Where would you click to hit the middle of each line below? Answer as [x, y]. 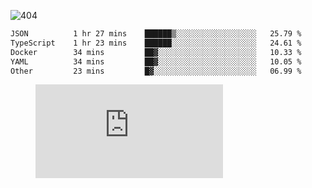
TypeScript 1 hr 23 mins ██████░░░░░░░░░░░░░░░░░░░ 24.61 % [156, 43]
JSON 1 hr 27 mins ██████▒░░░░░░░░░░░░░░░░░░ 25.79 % [156, 34]
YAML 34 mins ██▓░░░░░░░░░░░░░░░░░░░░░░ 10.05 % [156, 61]
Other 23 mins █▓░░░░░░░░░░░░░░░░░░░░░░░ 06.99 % [156, 71]
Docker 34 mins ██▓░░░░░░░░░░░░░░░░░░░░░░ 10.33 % [156, 52]
